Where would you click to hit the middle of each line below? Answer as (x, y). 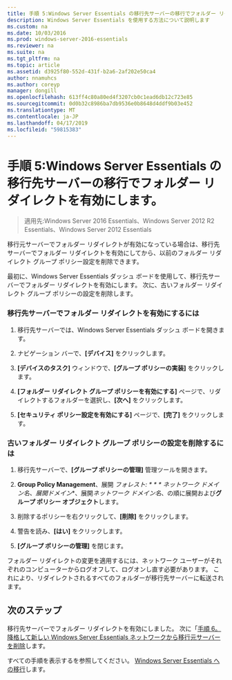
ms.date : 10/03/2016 (37, 33)
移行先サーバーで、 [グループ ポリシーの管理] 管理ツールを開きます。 (114, 469)
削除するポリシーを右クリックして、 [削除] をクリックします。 (104, 516)
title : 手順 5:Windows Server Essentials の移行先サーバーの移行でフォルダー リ (116, 14)
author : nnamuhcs (32, 78)
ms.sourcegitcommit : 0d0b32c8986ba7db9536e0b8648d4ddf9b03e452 (100, 104)
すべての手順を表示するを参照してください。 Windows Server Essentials (110, 660)
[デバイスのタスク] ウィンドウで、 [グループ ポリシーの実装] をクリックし (120, 368)
